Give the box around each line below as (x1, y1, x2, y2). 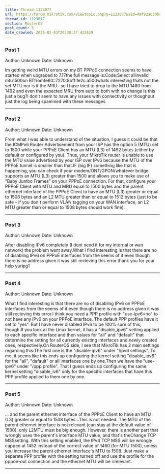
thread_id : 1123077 (5, 16, 45, 21)
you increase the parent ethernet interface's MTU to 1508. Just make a (5, 448, 148, 454)
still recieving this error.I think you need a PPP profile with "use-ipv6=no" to (5, 311, 158, 317)
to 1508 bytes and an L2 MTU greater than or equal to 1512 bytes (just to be (5, 194, 158, 200)
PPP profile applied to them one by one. (5, 374, 86, 380)
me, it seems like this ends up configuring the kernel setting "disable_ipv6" (5, 353, 157, 359)
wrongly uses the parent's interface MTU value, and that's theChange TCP (5, 432, 156, 439)
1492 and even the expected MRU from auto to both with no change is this (5, 88, 156, 94)
